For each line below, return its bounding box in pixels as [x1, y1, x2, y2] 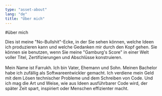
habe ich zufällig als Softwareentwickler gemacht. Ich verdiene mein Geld [5, 70, 154, 76]
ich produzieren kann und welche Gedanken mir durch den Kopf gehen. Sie [5, 44, 158, 50]
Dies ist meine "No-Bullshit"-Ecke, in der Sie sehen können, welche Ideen [5, 39, 154, 45]
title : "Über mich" [5, 16, 45, 21]
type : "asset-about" [5, 7, 48, 12]
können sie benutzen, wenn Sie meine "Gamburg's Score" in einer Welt [5, 49, 149, 55]
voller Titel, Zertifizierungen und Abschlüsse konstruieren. [5, 55, 123, 60]
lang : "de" [5, 12, 27, 17]
